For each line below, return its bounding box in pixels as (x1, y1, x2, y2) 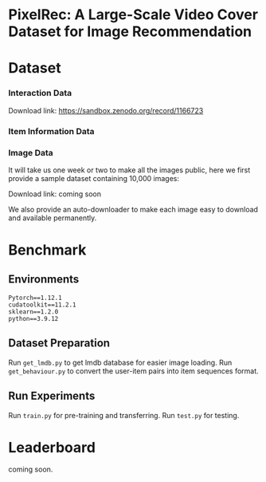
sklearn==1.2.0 (8, 307, 59, 316)
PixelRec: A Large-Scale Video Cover (8, 6, 259, 24)
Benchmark (8, 241, 87, 259)
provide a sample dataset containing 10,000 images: (8, 173, 180, 183)
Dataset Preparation (8, 337, 110, 350)
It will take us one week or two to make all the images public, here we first (8, 165, 251, 175)
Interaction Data (8, 88, 72, 99)
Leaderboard (8, 438, 96, 456)
